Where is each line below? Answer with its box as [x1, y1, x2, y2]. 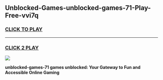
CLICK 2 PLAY [5, 44, 39, 51]
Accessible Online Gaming [5, 69, 60, 75]
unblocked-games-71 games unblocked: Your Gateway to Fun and [5, 64, 141, 70]
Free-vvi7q [5, 12, 39, 20]
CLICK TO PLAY [5, 26, 43, 33]
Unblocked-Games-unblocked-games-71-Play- [5, 4, 151, 12]
